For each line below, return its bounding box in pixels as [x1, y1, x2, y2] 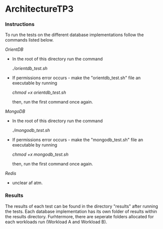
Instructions [5, 21, 35, 28]
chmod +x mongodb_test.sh [12, 151, 69, 157]
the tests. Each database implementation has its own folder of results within [5, 208, 157, 214]
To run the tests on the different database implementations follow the [5, 32, 144, 38]
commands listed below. [5, 37, 54, 43]
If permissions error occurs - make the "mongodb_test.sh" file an [12, 137, 143, 143]
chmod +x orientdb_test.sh [12, 89, 66, 96]
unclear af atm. [12, 180, 43, 186]
